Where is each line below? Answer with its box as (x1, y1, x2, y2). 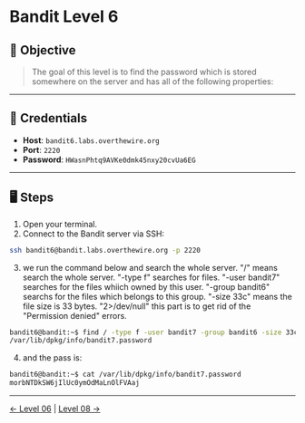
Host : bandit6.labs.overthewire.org (22, 134, 161, 146)
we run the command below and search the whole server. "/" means (22, 262, 279, 273)
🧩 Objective (9, 43, 76, 58)
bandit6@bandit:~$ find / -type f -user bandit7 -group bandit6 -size (9, 328, 282, 337)
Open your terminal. (22, 218, 98, 229)
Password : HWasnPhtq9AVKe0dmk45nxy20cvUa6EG (22, 154, 197, 165)
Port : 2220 (22, 144, 61, 155)
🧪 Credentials (9, 111, 88, 126)
